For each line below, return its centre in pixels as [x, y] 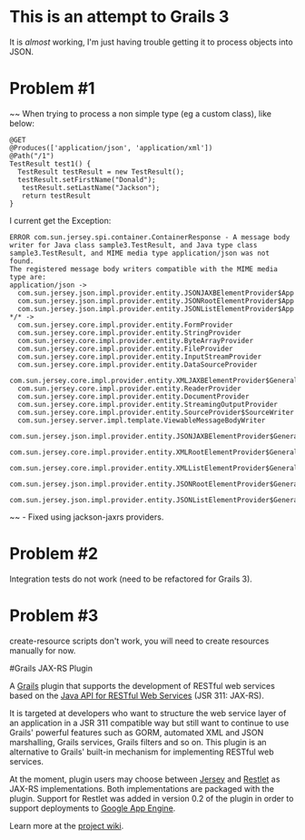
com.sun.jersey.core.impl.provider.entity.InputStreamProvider [139, 357]
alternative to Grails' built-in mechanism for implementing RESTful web [142, 752]
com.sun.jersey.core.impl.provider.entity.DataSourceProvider [138, 364]
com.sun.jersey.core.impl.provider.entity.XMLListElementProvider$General [154, 468]
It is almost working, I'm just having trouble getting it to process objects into [151, 42]
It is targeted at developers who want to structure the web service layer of [148, 713]
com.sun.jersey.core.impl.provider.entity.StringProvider [130, 333]
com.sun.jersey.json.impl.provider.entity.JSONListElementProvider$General [156, 500]
